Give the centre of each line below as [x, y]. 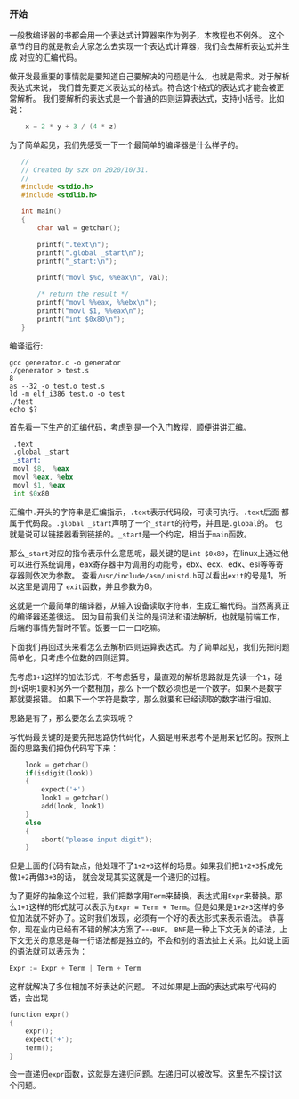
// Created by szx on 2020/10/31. [85, 170]
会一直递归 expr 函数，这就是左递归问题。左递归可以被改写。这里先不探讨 [142, 1074]
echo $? [24, 409]
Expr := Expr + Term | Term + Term [75, 969]
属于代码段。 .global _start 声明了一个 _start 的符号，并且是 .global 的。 [141, 522]
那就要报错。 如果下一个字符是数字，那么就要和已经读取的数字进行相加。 [143, 699]
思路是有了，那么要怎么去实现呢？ [72, 718]
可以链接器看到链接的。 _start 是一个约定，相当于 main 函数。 [142, 534]
